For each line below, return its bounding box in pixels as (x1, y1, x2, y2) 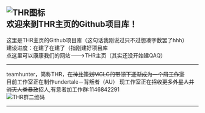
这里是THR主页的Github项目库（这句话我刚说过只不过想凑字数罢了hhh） (6, 36, 188, 43)
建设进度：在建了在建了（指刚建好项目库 (6, 44, 108, 51)
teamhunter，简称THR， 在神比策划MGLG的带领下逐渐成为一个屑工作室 (6, 70, 185, 78)
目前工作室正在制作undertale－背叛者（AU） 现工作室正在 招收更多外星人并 (6, 78, 195, 86)
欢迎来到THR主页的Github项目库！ (6, 19, 138, 29)
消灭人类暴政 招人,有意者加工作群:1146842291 (6, 86, 120, 93)
